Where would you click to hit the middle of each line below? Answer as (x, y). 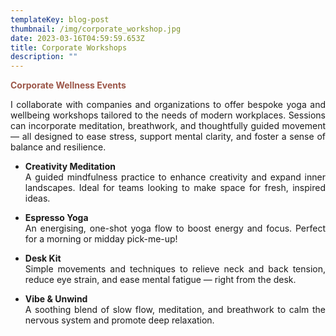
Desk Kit (43, 258)
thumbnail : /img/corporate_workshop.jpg (96, 29)
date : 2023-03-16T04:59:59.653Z (77, 38)
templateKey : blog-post (60, 19)
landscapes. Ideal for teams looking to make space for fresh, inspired (175, 188)
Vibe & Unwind (56, 299)
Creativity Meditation (70, 167)
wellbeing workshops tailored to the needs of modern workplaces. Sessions (168, 115)
